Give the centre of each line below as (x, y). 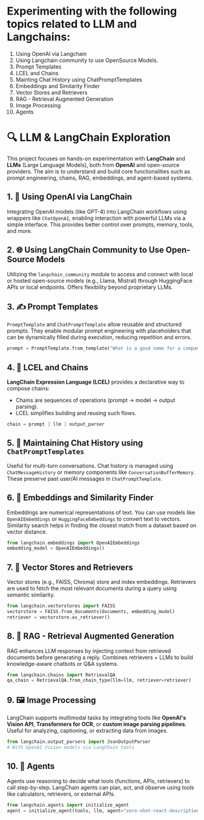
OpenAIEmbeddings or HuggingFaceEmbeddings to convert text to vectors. (94, 519)
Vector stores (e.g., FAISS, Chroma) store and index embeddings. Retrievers (101, 582)
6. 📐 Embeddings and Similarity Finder (80, 498)
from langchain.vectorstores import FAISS (61, 606)
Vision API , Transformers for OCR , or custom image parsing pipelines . (97, 724)
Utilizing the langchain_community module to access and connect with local (100, 274)
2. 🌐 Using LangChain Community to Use (85, 250)
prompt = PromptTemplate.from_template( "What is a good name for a (94, 348)
